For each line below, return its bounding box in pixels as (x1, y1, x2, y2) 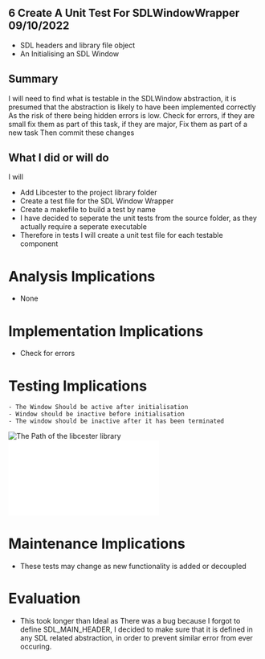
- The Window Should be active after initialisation (8, 403, 189, 411)
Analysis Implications (8, 267, 156, 285)
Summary (8, 72, 59, 86)
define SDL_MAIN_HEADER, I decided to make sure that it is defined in (19, 624, 253, 634)
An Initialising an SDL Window (19, 48, 119, 59)
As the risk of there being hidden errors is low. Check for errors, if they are (8, 110, 255, 120)
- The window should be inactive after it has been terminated (8, 417, 225, 425)
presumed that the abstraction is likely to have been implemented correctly (8, 102, 257, 112)
